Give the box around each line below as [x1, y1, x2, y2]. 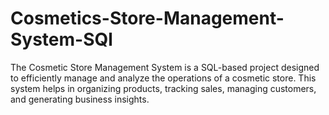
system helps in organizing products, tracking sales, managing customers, [10, 82, 317, 94]
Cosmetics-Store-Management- [10, 7, 285, 30]
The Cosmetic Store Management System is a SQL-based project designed [10, 61, 320, 73]
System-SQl [10, 28, 113, 51]
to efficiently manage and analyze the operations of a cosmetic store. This [10, 72, 317, 84]
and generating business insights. [10, 93, 150, 105]
